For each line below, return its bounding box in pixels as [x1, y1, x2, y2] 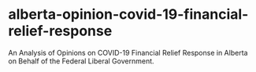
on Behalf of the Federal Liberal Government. [8, 56, 155, 66]
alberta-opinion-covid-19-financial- [8, 5, 249, 23]
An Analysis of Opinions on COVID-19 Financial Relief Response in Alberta [8, 48, 248, 57]
